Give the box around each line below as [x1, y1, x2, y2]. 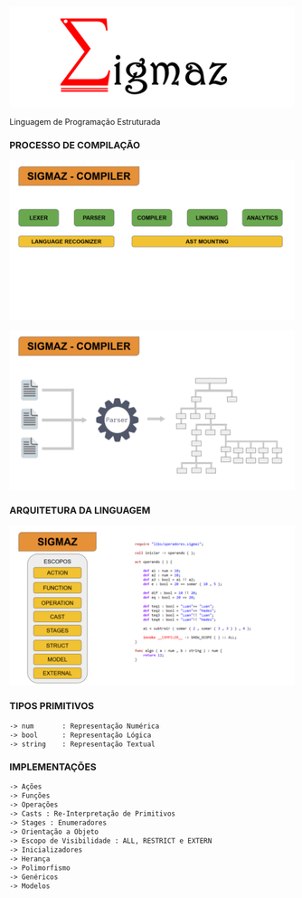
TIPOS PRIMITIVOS [9, 700, 95, 713]
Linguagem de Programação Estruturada [9, 117, 161, 128]
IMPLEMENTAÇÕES [9, 761, 97, 773]
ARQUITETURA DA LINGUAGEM [9, 505, 151, 517]
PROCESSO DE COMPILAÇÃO [9, 139, 141, 152]
